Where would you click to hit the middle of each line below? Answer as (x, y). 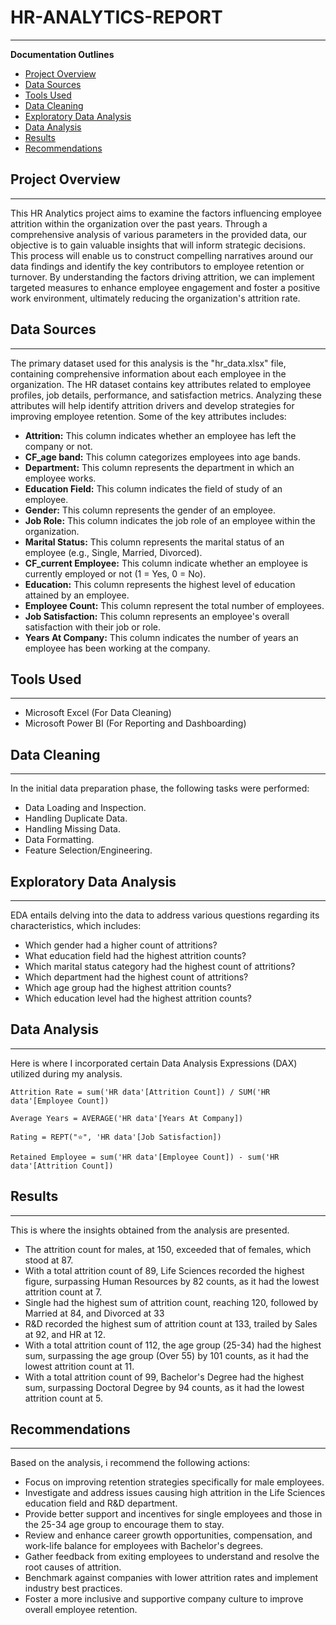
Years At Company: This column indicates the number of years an (161, 637)
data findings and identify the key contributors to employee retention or (157, 266)
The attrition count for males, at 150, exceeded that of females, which (168, 1249)
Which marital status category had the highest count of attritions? (160, 966)
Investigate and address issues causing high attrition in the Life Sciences (175, 1493)
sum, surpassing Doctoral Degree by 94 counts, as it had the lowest (164, 1387)
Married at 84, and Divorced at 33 (94, 1313)
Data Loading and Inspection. (85, 808)
